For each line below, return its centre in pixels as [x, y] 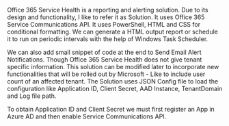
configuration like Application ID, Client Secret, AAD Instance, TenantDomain [115, 89]
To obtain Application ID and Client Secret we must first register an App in [111, 109]
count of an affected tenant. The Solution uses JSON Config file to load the [113, 81]
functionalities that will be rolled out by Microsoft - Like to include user [106, 74]
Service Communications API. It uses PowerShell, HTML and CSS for [104, 24]
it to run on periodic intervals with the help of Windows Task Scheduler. [108, 39]
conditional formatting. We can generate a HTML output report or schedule [113, 32]
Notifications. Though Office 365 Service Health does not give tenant [105, 60]
